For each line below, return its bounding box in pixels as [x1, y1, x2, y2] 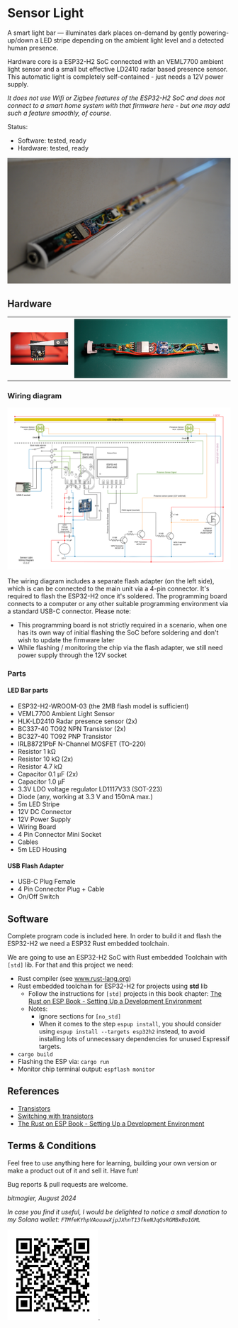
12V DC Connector [17, 808, 72, 816]
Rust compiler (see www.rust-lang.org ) [17, 975, 132, 983]
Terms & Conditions [7, 1140, 97, 1152]
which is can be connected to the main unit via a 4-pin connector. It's [7, 584, 210, 593]
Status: [7, 122, 28, 131]
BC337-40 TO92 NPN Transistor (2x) [17, 725, 126, 733]
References [7, 1085, 59, 1097]
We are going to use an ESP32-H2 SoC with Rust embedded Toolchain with [7, 953, 227, 962]
